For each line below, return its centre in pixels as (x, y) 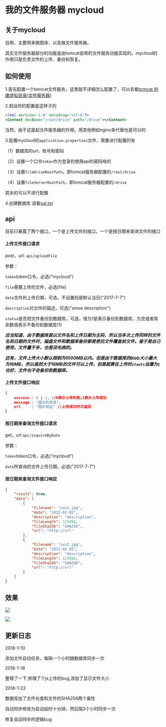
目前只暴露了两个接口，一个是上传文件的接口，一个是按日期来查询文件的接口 (83, 231)
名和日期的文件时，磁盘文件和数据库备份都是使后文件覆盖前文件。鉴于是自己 (83, 341)
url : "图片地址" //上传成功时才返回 (52, 407)
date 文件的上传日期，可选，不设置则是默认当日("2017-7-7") (65, 297)
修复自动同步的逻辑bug (29, 719)
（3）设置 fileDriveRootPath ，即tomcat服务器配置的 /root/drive (70, 172)
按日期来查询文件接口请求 (31, 423)
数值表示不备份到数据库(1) (35, 325)
